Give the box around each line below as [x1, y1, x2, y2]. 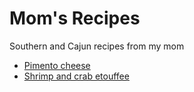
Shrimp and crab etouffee [23, 70, 130, 82]
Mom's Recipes [9, 7, 141, 30]
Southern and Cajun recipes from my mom [9, 40, 185, 52]
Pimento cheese [23, 59, 91, 71]
